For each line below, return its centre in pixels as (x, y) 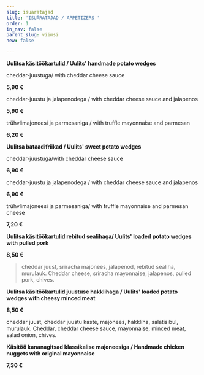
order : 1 (17, 23)
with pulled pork (28, 243)
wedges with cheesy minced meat (51, 298)
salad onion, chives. (32, 335)
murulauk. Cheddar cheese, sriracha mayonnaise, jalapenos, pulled (106, 273)
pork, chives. (38, 280)
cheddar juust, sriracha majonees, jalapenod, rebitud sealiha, (98, 267)
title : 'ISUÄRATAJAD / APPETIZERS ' (53, 18)
